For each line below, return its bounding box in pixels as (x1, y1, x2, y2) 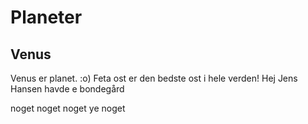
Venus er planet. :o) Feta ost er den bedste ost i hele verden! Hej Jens (10, 72, 298, 84)
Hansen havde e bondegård (10, 83, 125, 95)
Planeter (10, 6, 83, 29)
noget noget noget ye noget (10, 102, 126, 114)
